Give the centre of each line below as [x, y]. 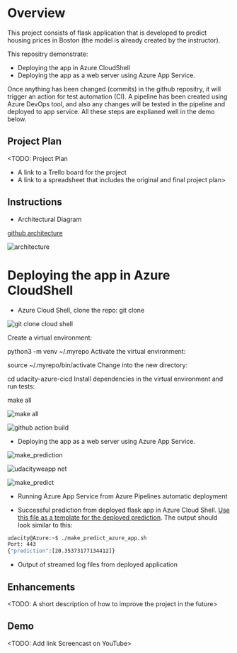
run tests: [21, 386]
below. [17, 119]
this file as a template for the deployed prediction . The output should [117, 517]
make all [19, 400]
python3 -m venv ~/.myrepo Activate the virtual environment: [97, 351]
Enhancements [41, 587]
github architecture [35, 233]
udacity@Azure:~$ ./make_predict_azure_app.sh [77, 538]
